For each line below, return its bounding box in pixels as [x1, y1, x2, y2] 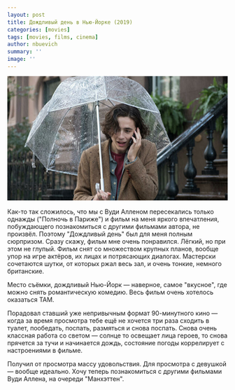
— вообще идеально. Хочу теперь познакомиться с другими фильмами [7, 367, 222, 375]
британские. [7, 267, 44, 275]
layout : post [7, 11, 45, 18]
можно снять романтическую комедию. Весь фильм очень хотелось [7, 288, 214, 296]
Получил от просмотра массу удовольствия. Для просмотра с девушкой [7, 359, 227, 368]
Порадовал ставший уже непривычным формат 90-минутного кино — [7, 309, 218, 317]
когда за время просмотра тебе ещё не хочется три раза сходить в [7, 316, 210, 325]
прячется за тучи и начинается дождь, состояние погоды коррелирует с [7, 338, 225, 347]
